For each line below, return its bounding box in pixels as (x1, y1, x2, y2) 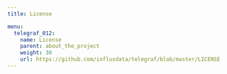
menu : (7, 23, 23, 30)
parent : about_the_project (20, 43, 100, 50)
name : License (20, 36, 62, 43)
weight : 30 (20, 49, 52, 56)
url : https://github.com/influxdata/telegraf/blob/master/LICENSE (20, 56, 221, 63)
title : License (7, 10, 52, 18)
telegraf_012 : (13, 30, 55, 37)
